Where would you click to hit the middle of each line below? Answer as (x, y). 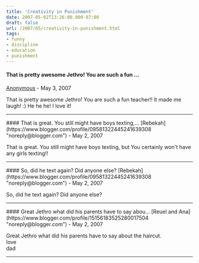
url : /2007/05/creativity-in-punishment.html (63, 28)
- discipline (22, 45)
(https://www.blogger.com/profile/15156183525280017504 (78, 218)
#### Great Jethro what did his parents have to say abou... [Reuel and (92, 211)
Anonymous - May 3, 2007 (39, 88)
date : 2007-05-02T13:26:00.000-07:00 (53, 17)
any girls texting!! (27, 153)
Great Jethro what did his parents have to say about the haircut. (84, 236)
